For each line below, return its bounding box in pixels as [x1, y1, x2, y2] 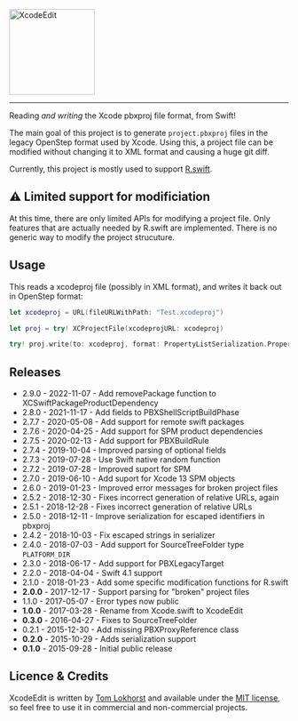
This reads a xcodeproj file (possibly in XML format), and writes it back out [9, 281, 282, 292]
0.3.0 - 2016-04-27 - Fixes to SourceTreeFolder [21, 615, 198, 626]
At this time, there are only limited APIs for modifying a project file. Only [9, 212, 271, 223]
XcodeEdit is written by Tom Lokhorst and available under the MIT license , [9, 693, 281, 703]
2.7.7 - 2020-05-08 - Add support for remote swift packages [21, 417, 245, 428]
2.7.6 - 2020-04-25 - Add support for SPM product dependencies [21, 426, 263, 437]
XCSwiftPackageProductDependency [21, 397, 159, 408]
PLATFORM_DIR [21, 550, 71, 559]
